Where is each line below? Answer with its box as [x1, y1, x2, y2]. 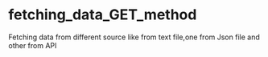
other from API [8, 40, 57, 50]
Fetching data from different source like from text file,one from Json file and [8, 32, 260, 42]
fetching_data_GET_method [8, 6, 197, 24]
